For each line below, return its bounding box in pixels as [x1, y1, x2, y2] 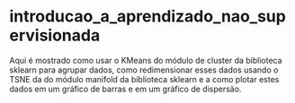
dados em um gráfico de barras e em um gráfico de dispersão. [9, 83, 242, 94]
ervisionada [9, 25, 101, 46]
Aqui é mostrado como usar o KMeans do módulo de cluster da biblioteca [9, 55, 282, 65]
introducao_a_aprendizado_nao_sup [9, 6, 286, 27]
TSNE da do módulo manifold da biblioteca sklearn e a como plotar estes [9, 73, 280, 84]
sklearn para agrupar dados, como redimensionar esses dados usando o [9, 64, 279, 75]
